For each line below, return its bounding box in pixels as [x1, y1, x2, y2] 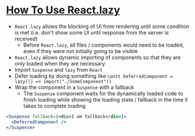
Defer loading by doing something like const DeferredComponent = [14, 72, 173, 79]
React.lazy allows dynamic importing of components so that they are [14, 54, 181, 61]
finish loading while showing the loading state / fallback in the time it [23, 96, 188, 103]
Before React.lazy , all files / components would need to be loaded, [23, 41, 184, 48]
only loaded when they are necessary [14, 60, 106, 67]
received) [14, 35, 38, 42]
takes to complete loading [23, 102, 86, 109]
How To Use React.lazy [6, 4, 121, 17]
